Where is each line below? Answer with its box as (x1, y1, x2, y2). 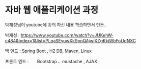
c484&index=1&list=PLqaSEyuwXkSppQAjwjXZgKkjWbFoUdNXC (5, 37, 136, 43)
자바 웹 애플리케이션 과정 (5, 4, 99, 16)
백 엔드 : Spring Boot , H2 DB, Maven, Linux (5, 48, 92, 54)
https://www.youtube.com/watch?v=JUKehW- (20, 32, 114, 38)
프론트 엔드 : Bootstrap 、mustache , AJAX (5, 58, 97, 64)
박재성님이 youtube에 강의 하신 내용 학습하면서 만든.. (5, 22, 107, 28)
